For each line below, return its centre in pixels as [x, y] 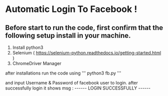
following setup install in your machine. [68, 35]
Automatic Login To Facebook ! [71, 9]
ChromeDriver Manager [37, 63]
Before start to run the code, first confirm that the [84, 28]
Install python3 [28, 47]
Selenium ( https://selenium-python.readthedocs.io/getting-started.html [87, 53]
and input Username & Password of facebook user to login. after [72, 83]
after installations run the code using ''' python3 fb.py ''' [63, 73]
